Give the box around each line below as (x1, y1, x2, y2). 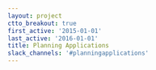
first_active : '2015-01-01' (7, 27, 103, 35)
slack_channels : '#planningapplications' (7, 49, 150, 57)
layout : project (7, 11, 62, 20)
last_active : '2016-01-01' (7, 34, 99, 43)
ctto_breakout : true (7, 19, 78, 27)
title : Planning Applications (7, 42, 110, 50)
